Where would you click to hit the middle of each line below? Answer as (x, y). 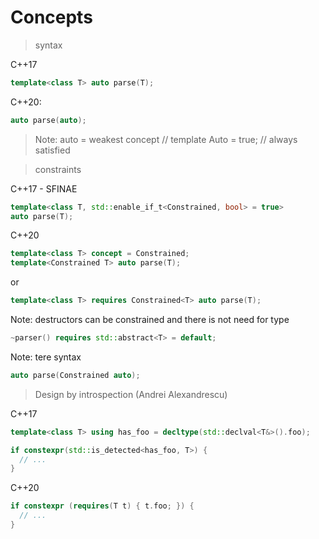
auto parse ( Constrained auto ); (75, 375)
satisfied (52, 150)
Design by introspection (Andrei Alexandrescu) (131, 394)
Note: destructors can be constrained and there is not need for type (150, 320)
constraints (58, 169)
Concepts (51, 17)
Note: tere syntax (46, 357)
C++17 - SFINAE (44, 188)
